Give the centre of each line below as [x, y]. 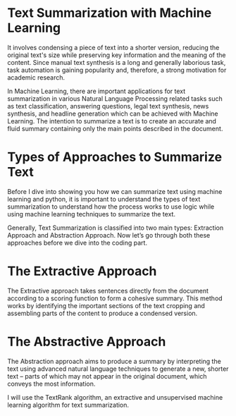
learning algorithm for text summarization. [68, 405]
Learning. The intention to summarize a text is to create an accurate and [112, 121]
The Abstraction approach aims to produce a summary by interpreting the [114, 361]
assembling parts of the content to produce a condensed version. [103, 313]
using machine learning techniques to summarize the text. [92, 214]
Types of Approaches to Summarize [115, 157]
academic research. [36, 77]
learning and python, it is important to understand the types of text [104, 199]
